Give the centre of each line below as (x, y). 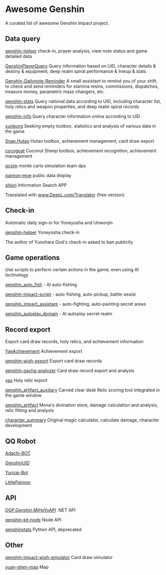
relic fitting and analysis (29, 410)
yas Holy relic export (26, 380)
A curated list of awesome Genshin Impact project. (57, 23)
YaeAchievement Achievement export (44, 351)
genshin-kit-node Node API (33, 519)
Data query (23, 39)
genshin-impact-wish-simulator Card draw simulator (59, 557)
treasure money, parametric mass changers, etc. (55, 92)
